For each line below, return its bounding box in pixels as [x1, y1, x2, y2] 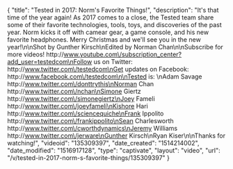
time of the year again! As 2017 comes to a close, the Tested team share [7, 13, 214, 22]
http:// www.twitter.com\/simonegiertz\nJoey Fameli [7, 95, 155, 103]
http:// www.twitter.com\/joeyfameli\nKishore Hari [7, 102, 148, 110]
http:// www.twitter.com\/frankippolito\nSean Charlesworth [7, 117, 174, 124]
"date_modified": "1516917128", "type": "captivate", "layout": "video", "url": [7, 146, 220, 154]
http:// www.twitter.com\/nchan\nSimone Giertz [7, 87, 141, 95]
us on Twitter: [93, 58, 134, 65]
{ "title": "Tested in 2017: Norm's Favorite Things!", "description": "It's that [7, 6, 219, 14]
